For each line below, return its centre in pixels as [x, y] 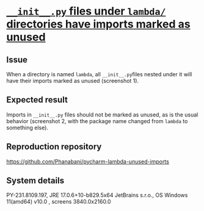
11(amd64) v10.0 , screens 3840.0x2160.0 [59, 202]
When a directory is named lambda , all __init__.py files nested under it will [99, 74]
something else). [27, 127]
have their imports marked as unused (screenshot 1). [73, 81]
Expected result [37, 100]
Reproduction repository [54, 147]
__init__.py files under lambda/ [86, 11]
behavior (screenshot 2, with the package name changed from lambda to [97, 121]
